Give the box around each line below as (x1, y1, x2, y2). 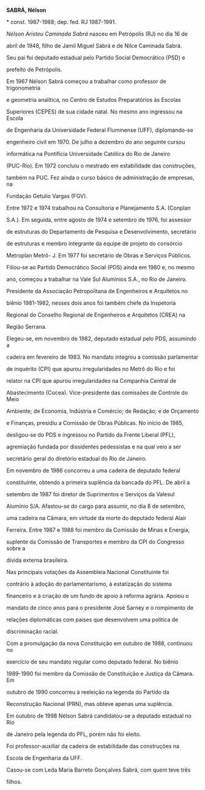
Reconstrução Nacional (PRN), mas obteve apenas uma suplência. (6, 700, 174, 707)
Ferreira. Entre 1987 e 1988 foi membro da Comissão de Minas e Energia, (6, 526, 190, 534)
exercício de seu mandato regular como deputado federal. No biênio (6, 658, 179, 665)
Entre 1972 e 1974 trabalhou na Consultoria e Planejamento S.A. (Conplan (6, 204, 191, 212)
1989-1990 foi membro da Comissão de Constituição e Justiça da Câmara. (6, 670, 194, 677)
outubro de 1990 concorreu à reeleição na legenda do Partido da (6, 688, 170, 696)
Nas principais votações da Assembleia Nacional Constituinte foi (6, 569, 170, 575)
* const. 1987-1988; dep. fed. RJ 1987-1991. (6, 18, 116, 25)
